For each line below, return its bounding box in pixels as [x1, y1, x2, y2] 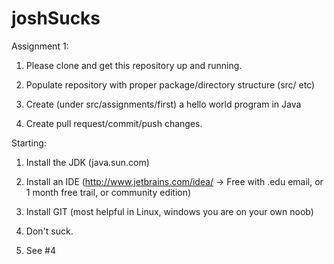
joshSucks [11, 7, 101, 30]
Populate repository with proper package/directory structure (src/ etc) [25, 78, 316, 91]
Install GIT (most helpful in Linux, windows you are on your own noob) [25, 205, 314, 217]
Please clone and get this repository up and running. [25, 59, 243, 71]
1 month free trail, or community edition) [25, 186, 192, 198]
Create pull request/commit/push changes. [25, 117, 203, 129]
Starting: [11, 137, 47, 149]
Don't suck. [25, 225, 74, 237]
